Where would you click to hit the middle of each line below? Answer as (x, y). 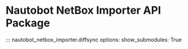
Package (28, 23)
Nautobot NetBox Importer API (83, 10)
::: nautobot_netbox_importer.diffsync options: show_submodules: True (94, 39)
